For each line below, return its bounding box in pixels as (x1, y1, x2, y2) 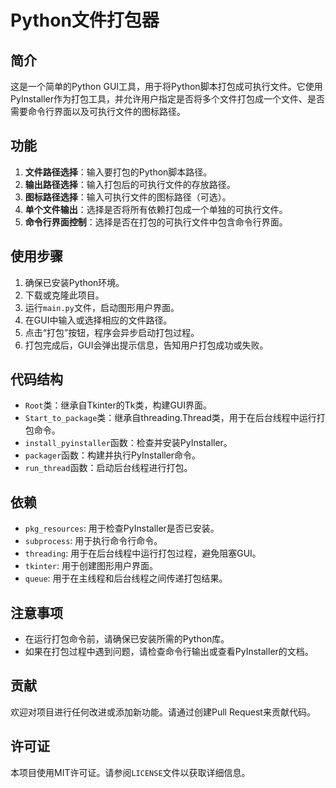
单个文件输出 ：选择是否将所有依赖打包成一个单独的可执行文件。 (24, 203, 288, 215)
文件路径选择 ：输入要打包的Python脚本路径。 (24, 166, 213, 178)
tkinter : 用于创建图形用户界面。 (24, 560, 158, 572)
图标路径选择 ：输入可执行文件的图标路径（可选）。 (24, 191, 232, 203)
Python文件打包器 (10, 9, 160, 32)
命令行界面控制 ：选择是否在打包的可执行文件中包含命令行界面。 (24, 216, 288, 228)
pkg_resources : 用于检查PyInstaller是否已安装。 (24, 522, 220, 535)
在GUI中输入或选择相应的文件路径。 (24, 314, 173, 326)
